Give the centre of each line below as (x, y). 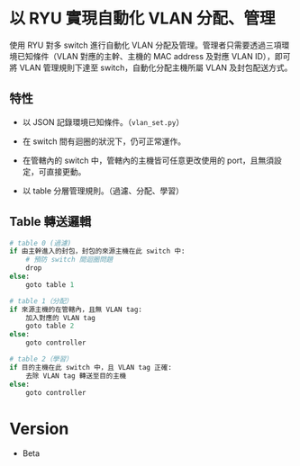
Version (39, 429)
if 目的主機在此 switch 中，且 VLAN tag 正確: (91, 367)
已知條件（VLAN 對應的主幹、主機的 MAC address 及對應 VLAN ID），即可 (154, 56)
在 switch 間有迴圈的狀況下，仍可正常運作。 (104, 141)
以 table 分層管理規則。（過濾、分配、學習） (103, 191)
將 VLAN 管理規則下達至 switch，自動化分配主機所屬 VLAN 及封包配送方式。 (151, 67)
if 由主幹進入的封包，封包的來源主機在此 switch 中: (97, 251)
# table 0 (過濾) (41, 243)
